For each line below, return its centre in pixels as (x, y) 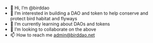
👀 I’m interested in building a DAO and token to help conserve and (79, 13)
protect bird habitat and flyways (44, 18)
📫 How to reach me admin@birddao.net (53, 35)
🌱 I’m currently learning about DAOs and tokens (60, 24)
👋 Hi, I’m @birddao (30, 8)
